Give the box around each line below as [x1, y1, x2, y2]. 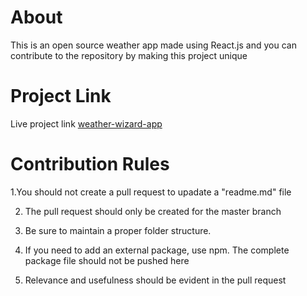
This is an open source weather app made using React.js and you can [10, 39, 297, 51]
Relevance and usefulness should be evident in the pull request [24, 274, 287, 286]
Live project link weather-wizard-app [10, 117, 163, 130]
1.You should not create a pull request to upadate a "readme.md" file [10, 186, 292, 198]
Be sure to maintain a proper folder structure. [24, 224, 212, 236]
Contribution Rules [10, 153, 170, 176]
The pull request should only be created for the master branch [24, 205, 282, 217]
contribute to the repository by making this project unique [10, 49, 248, 61]
